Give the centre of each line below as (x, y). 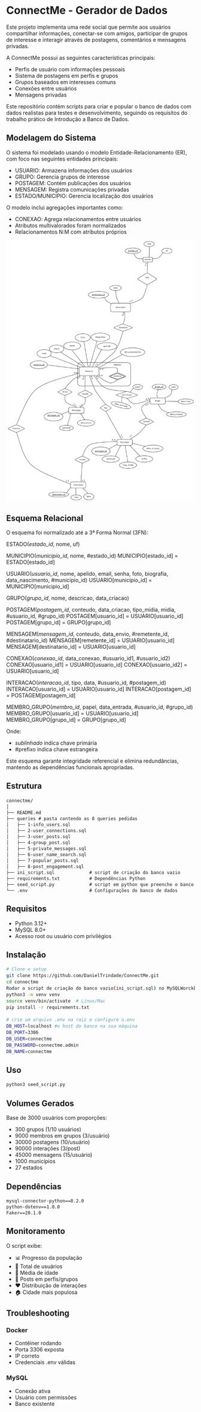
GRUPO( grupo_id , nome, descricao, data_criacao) (68, 598)
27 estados (29, 1168)
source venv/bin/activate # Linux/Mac (56, 1001)
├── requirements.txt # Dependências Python (76, 878)
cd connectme (22, 982)
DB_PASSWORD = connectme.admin (42, 1045)
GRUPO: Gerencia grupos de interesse (62, 177)
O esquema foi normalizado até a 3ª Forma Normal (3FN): (77, 532)
